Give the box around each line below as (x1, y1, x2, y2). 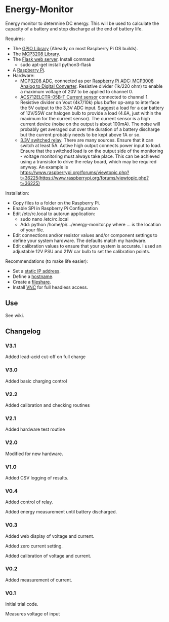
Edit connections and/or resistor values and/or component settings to (12, 232, 158, 238)
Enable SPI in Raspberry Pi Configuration (12, 205, 98, 211)
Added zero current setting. (5, 543, 63, 549)
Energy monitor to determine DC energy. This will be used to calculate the (5, 20, 159, 26)
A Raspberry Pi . (12, 67, 46, 73)
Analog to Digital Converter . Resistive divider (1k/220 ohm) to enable (20, 83, 163, 89)
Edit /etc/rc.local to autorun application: (12, 211, 95, 217)
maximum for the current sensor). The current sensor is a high (20, 115, 150, 121)
